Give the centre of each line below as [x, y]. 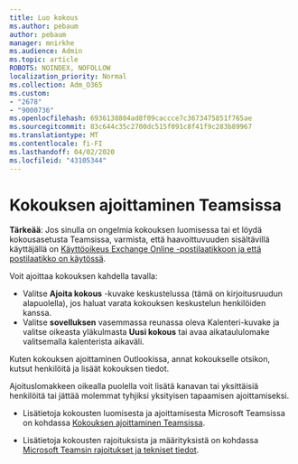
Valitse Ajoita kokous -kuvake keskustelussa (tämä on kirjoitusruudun [152, 293]
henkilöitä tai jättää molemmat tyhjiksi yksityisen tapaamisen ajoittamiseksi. [149, 396]
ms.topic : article [44, 60]
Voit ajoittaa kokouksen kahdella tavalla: [84, 276]
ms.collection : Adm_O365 [56, 85]
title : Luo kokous [44, 18]
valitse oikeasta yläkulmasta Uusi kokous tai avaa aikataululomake [146, 332]
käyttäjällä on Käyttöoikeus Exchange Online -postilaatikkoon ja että [135, 249]
